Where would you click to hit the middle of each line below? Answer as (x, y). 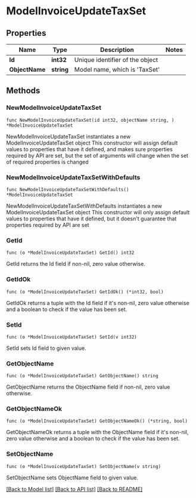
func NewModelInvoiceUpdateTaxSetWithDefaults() (68, 189)
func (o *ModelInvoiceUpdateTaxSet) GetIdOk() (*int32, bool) (85, 292)
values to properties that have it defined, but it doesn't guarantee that (91, 219)
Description (117, 50)
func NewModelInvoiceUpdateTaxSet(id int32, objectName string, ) (90, 120)
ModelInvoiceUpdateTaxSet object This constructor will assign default (92, 143)
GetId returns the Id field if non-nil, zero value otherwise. (76, 264)
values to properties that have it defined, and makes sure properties (89, 149)
